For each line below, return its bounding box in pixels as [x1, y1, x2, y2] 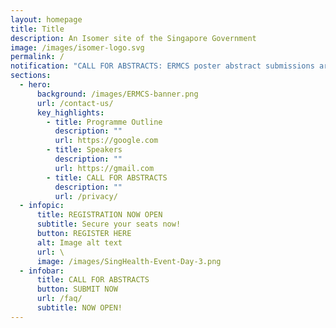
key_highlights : [36, 107, 105, 118]
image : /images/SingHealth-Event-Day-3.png [36, 256, 222, 266]
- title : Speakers [46, 145, 123, 155]
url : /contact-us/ [36, 98, 114, 108]
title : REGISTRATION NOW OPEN [36, 210, 163, 220]
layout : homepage [10, 14, 83, 25]
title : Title [10, 24, 65, 34]
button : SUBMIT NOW [36, 284, 118, 295]
